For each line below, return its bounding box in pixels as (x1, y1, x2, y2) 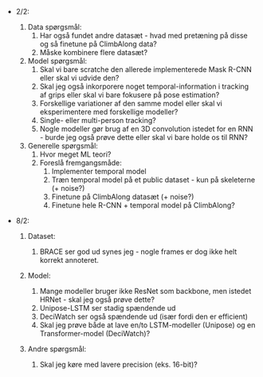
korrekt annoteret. (39, 256, 100, 264)
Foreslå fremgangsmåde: (39, 158, 122, 167)
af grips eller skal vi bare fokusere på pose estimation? (39, 90, 220, 99)
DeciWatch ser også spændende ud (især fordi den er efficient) (39, 312, 249, 321)
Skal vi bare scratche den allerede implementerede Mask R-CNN (39, 65, 253, 74)
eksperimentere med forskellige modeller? (39, 107, 179, 117)
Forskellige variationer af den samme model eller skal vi (39, 99, 223, 108)
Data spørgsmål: (27, 22, 82, 31)
